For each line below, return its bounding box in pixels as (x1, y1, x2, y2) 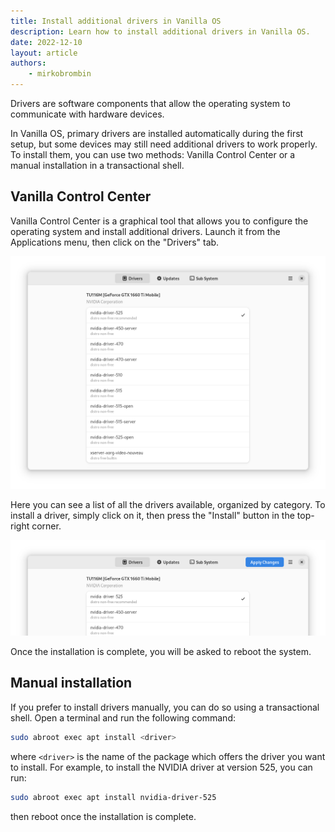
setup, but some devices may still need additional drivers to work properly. (10, 138, 318, 150)
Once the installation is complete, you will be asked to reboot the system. (10, 645, 312, 657)
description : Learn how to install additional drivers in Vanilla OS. (10, 26, 311, 37)
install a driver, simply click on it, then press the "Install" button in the (10, 509, 295, 521)
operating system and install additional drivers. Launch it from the (10, 225, 281, 237)
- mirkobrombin (28, 69, 92, 79)
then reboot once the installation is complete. (10, 810, 197, 822)
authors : (10, 58, 47, 69)
